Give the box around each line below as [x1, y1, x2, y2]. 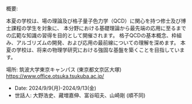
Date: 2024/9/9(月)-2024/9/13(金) [14, 85, 96, 91]
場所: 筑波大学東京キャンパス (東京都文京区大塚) [6, 66, 122, 73]
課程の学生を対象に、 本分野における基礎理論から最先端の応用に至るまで [11, 25, 187, 31]
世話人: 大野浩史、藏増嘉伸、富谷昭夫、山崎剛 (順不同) [14, 92, 146, 99]
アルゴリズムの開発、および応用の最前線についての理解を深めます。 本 [16, 40, 186, 46]
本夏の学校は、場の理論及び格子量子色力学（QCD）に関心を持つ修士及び [6, 17, 181, 24]
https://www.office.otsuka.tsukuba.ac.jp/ [6, 73, 104, 80]
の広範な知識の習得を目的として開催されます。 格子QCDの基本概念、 [6, 32, 172, 39]
